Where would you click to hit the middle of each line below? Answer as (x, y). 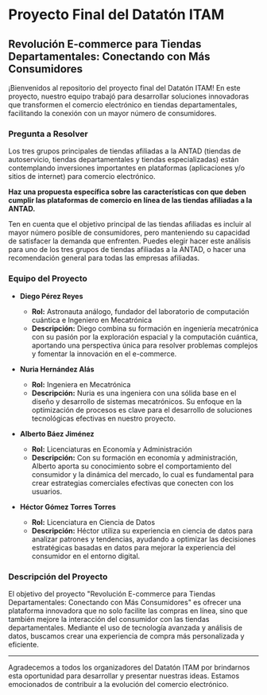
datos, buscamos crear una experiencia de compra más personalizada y (126, 636)
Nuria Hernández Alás (57, 369)
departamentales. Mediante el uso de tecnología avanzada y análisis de (125, 627)
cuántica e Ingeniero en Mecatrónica (92, 320)
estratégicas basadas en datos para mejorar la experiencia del (133, 547)
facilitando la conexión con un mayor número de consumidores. (112, 113)
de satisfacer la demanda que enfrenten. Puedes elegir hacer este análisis (130, 241)
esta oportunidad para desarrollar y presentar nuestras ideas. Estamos (124, 676)
